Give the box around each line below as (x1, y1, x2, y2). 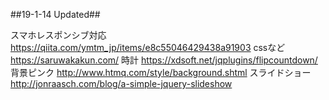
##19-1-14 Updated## (10, 9, 101, 20)
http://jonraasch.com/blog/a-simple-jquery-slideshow (10, 78, 233, 89)
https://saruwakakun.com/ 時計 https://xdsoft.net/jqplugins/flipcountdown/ (10, 54, 318, 66)
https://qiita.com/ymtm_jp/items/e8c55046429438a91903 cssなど (10, 42, 286, 53)
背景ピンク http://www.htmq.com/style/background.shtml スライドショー (10, 67, 312, 78)
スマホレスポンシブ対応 (10, 29, 107, 41)
